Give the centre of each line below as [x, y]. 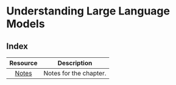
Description [75, 63]
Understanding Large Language [88, 11]
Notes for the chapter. [75, 73]
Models [26, 24]
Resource [23, 63]
